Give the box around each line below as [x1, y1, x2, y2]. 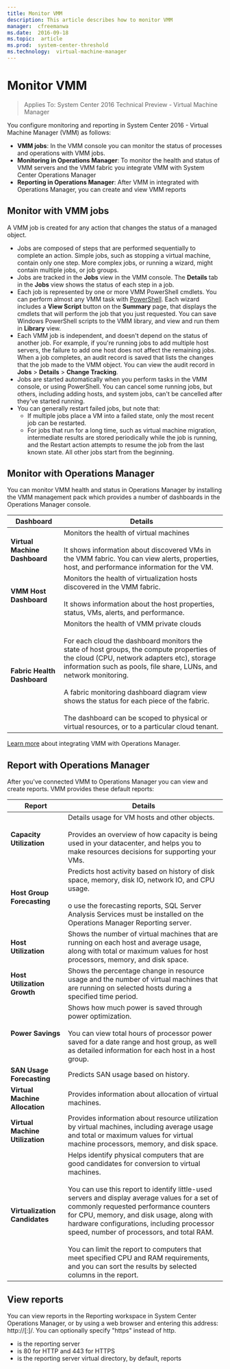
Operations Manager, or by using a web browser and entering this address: [7, 1319, 219, 1327]
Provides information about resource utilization [67, 1113, 218, 1123]
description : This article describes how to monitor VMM [7, 16, 173, 23]
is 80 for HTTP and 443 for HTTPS [16, 1347, 115, 1355]
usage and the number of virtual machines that [67, 975, 218, 984]
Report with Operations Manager [7, 759, 150, 771]
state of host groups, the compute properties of [64, 645, 217, 655]
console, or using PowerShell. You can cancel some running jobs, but [16, 382, 213, 391]
